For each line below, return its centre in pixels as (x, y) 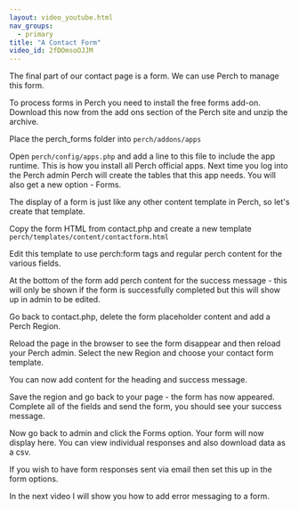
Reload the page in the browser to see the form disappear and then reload (145, 343)
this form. (27, 86)
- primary (35, 34)
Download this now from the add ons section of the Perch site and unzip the (149, 112)
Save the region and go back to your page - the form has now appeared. (142, 397)
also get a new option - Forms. (65, 185)
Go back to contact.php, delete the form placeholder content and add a (140, 317)
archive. (24, 122)
